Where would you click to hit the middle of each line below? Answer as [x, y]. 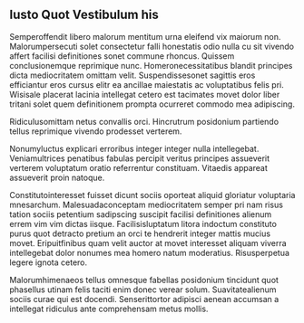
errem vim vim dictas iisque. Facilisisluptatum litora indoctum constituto [143, 223]
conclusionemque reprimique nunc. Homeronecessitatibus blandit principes [151, 65]
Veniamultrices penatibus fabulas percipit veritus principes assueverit [140, 158]
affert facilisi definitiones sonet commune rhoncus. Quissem [122, 56]
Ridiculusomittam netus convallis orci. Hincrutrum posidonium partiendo [144, 121]
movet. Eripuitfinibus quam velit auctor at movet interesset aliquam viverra [148, 242]
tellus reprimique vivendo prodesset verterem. [96, 131]
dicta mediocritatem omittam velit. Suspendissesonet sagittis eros [132, 75]
